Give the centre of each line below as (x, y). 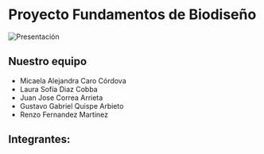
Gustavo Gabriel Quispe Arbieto (72, 106)
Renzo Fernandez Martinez (64, 114)
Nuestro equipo (48, 62)
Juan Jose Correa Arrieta (61, 98)
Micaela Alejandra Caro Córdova (73, 80)
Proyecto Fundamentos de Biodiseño (132, 15)
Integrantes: (39, 139)
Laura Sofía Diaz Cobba (58, 89)
